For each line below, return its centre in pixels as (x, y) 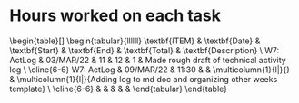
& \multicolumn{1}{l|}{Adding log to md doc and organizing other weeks (144, 79)
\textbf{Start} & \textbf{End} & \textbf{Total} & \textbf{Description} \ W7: (145, 50)
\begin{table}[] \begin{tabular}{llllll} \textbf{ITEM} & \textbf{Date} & (135, 41)
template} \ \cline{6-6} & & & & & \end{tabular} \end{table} (119, 89)
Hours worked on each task (115, 16)
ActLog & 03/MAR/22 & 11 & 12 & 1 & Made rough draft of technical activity (148, 60)
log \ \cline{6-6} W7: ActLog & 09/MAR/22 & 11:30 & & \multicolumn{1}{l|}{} (150, 70)
